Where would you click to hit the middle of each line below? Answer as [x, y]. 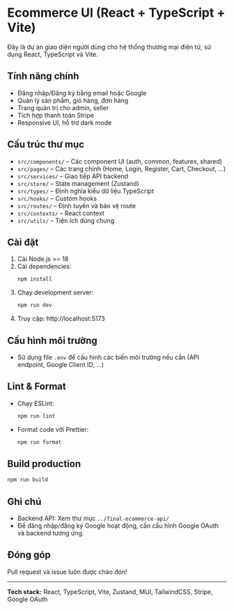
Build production [44, 463]
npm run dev [34, 305]
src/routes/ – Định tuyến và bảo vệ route [76, 205]
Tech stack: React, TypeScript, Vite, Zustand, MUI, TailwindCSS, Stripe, [110, 592]
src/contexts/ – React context [61, 213]
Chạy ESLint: [36, 403]
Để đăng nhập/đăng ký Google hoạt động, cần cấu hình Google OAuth [118, 526]
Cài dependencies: [44, 267]
